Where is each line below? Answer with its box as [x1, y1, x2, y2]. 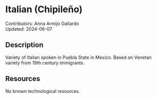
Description [5, 41, 43, 49]
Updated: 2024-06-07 [5, 26, 53, 32]
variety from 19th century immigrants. [5, 60, 85, 66]
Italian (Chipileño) [5, 4, 83, 15]
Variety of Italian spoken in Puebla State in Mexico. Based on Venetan [5, 54, 152, 60]
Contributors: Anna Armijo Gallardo [5, 20, 79, 27]
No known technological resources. [5, 88, 80, 94]
